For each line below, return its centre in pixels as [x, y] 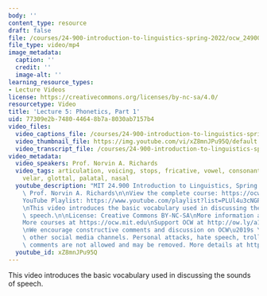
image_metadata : [35, 53]
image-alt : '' [39, 75]
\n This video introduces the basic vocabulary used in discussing [135, 208]
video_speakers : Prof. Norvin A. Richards [87, 164]
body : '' [23, 16]
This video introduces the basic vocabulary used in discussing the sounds [130, 275]
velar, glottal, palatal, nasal [76, 179]
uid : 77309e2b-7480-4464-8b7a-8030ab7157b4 [81, 119]
